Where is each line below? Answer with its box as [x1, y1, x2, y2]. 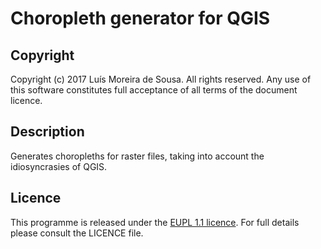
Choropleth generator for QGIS [10, 7, 271, 30]
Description [10, 123, 85, 141]
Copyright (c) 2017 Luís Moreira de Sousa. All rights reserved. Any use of [10, 73, 312, 85]
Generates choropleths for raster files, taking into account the [10, 150, 265, 162]
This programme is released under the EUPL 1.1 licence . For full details [10, 216, 300, 228]
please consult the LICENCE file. [10, 227, 144, 239]
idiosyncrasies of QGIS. [10, 160, 108, 172]
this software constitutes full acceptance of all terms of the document [10, 84, 298, 96]
